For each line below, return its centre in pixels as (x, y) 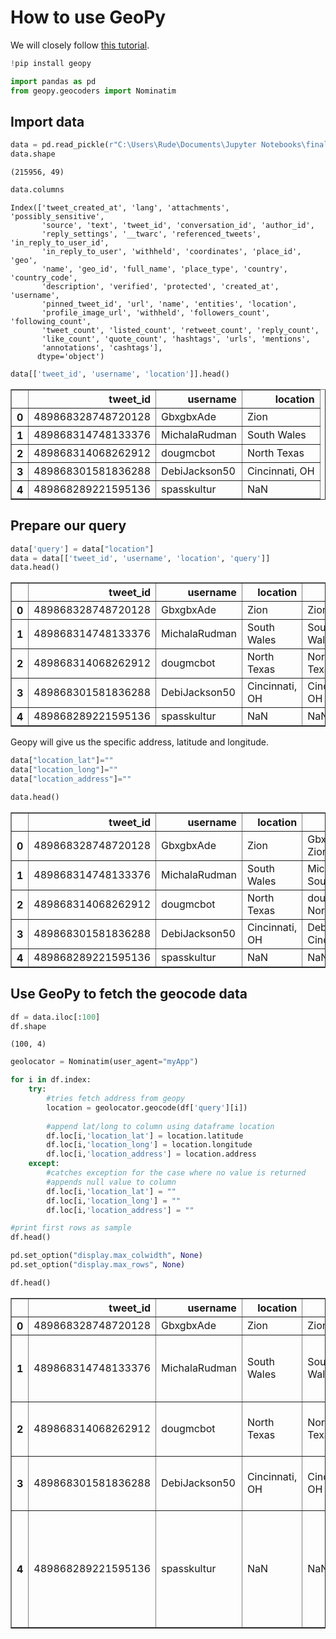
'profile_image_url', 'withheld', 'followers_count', (156, 313)
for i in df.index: (51, 1080)
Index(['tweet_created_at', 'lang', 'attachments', (120, 208)
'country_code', (44, 278)
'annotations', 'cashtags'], (102, 348)
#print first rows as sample (71, 1228)
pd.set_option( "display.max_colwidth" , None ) (106, 1256)
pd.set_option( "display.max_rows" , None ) (98, 1265)
